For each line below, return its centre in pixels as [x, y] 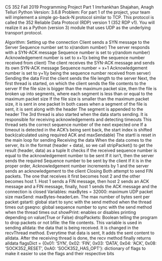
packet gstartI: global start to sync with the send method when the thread [78, 202]
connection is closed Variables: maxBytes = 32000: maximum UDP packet [79, 192]
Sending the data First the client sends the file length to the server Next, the [81, 78]
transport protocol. [24, 33]
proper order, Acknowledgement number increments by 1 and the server [77, 166]
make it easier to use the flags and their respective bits [60, 253]
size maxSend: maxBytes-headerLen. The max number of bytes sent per [77, 197]
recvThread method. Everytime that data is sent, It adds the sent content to [80, 233]
